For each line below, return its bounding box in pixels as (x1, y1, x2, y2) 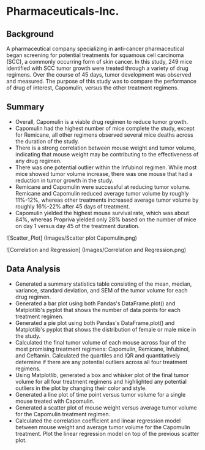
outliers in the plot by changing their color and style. (15, 384, 147, 392)
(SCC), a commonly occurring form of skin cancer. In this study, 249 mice (6, 58, 193, 65)
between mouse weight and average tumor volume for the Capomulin (15, 423, 191, 430)
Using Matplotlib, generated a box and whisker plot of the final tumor (15, 371, 189, 378)
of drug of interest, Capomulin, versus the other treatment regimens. (6, 84, 179, 91)
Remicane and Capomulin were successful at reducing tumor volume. (15, 183, 191, 191)
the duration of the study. (15, 137, 80, 145)
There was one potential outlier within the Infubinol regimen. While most (15, 164, 197, 171)
